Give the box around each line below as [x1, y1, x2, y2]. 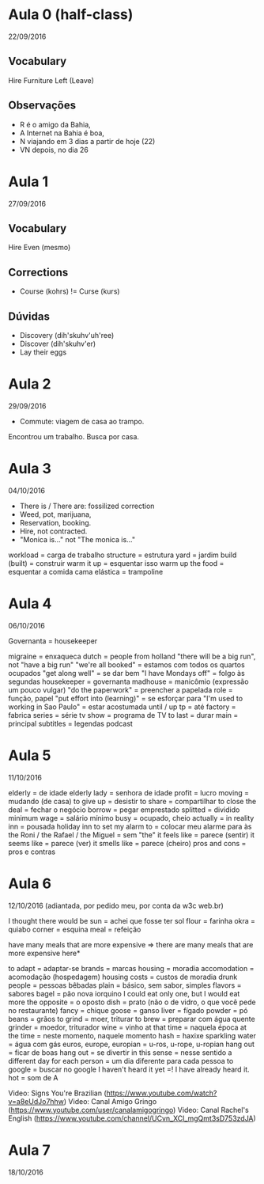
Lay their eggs [19, 347, 67, 357]
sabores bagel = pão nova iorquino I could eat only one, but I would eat [8, 989, 240, 998]
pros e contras [8, 847, 56, 856]
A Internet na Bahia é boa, [19, 128, 105, 138]
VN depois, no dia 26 [19, 145, 89, 154]
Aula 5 [8, 746, 51, 765]
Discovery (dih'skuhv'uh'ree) [19, 330, 115, 340]
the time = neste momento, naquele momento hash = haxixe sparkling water [8, 1030, 257, 1040]
